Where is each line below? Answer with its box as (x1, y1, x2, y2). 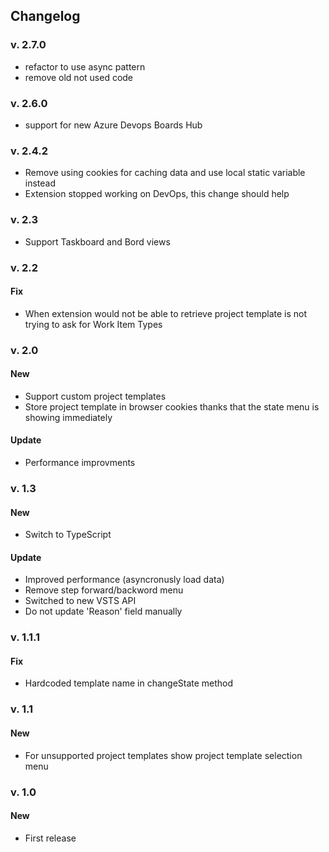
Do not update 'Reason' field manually (24, 605, 183, 618)
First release (24, 832, 77, 844)
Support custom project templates (24, 390, 167, 402)
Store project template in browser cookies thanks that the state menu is (24, 400, 320, 413)
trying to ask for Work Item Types (24, 318, 163, 330)
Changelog (10, 8, 81, 25)
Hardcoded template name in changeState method (24, 677, 234, 689)
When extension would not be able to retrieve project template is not (24, 307, 308, 319)
